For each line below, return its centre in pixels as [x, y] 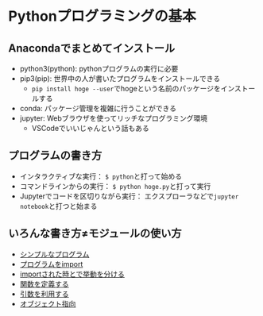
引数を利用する [44, 294]
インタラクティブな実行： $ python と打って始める [101, 176]
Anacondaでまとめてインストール [92, 48]
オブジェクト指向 [48, 303]
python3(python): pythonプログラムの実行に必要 [99, 69]
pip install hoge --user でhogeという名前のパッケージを [126, 89]
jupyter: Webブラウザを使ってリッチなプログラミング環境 [114, 118]
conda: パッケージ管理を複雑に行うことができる [98, 108]
